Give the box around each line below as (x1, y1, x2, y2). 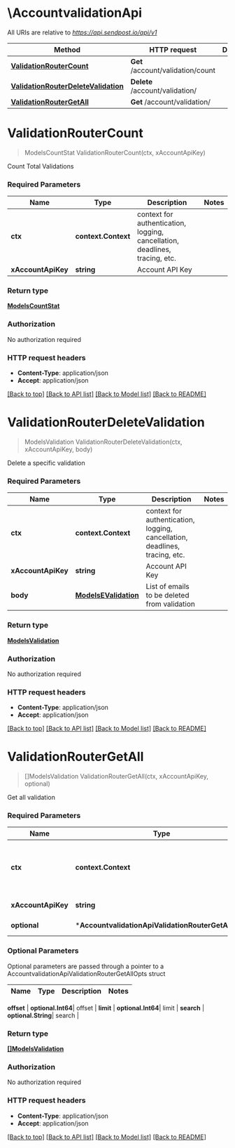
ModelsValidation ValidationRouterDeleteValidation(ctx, (24, 437, 183, 446)
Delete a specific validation (7, 458, 85, 467)
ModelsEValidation (75, 591, 140, 600)
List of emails (145, 581, 190, 591)
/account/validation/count (130, 65, 215, 75)
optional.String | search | (7, 1011, 79, 1020)
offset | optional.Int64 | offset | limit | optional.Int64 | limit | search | (7, 1003, 205, 1012)
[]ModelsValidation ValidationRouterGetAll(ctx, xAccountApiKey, (24, 772, 208, 781)
